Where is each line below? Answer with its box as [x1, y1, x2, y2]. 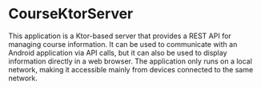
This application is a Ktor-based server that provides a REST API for [8, 31, 232, 41]
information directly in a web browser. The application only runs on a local [8, 56, 252, 66]
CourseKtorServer [8, 5, 134, 23]
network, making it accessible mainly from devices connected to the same [8, 64, 254, 74]
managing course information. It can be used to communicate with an [8, 39, 238, 48]
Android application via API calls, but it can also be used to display [8, 48, 227, 57]
